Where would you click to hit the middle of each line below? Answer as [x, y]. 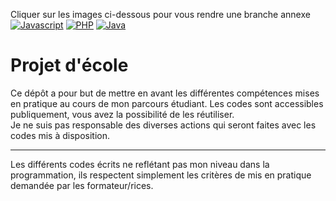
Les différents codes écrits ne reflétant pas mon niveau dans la [140, 164]
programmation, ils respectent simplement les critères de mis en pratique [161, 175]
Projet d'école [69, 65]
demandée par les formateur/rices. [82, 185]
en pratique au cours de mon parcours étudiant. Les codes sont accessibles [167, 103]
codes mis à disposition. [60, 135]
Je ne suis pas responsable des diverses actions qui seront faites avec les [163, 125]
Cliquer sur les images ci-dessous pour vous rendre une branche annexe [160, 14]
